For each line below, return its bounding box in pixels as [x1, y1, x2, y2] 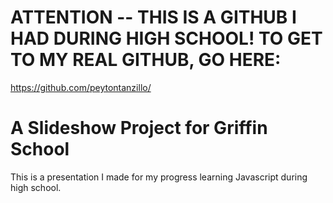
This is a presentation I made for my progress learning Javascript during [10, 171, 308, 183]
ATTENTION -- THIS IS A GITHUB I [10, 6, 297, 29]
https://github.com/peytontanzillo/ [10, 81, 152, 93]
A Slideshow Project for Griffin [10, 117, 268, 140]
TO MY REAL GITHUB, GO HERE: [10, 49, 282, 71]
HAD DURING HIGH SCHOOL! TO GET [10, 27, 323, 50]
